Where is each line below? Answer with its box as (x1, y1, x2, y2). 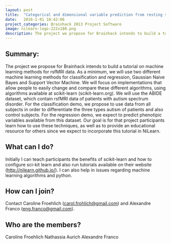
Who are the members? (5, 220, 81, 229)
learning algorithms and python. (5, 172, 72, 178)
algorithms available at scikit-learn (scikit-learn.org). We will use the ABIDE (5, 90, 162, 96)
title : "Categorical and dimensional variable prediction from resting (5, 12, 163, 17)
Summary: (5, 50, 39, 58)
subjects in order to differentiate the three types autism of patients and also (5, 106, 164, 112)
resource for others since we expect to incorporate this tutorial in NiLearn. (5, 128, 161, 134)
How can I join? (5, 187, 54, 196)
